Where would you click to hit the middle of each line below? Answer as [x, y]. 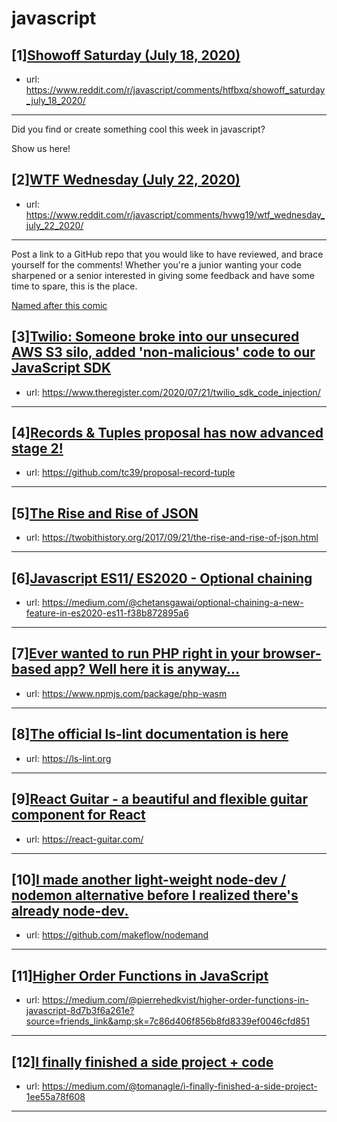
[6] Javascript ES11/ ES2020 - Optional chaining [162, 578]
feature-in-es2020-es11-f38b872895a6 [107, 613]
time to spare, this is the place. [74, 286]
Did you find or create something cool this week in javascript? [138, 129]
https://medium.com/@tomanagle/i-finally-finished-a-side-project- [179, 1086]
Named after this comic [59, 305]
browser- [292, 653]
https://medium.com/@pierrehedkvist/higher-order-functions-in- [175, 1000]
